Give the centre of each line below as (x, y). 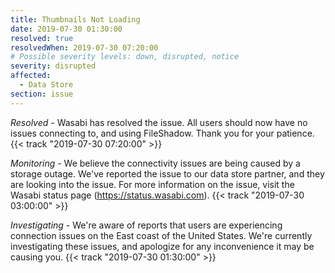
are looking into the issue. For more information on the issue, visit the (152, 184)
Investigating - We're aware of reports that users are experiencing (146, 225)
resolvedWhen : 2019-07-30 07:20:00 (84, 47)
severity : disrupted (53, 66)
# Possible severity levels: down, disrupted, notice (125, 57)
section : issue (42, 94)
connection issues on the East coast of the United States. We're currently (161, 235)
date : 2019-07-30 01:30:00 (66, 29)
